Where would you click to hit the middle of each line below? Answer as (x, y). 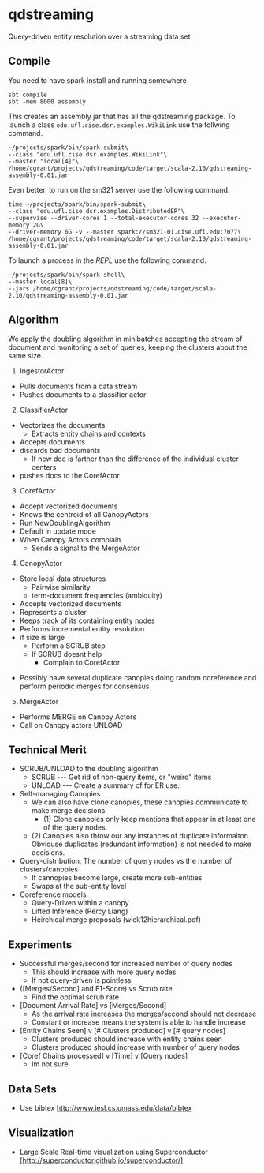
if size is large (42, 637)
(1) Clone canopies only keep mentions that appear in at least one (149, 819)
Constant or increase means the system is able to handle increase (138, 1022)
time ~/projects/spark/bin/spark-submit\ (77, 204)
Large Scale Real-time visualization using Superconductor (114, 1152)
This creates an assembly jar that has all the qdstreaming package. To (122, 116)
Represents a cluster (53, 612)
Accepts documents (52, 442)
